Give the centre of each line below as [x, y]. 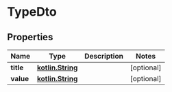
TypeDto [32, 12]
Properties [30, 37]
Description [104, 56]
